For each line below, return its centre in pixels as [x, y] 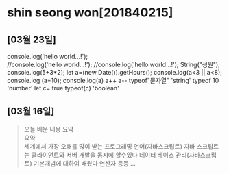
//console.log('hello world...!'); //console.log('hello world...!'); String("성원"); [114, 64]
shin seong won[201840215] [90, 13]
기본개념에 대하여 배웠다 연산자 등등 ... [84, 163]
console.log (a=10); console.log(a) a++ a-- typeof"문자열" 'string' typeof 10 [113, 80]
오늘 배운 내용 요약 [49, 129]
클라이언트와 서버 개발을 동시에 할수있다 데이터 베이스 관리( [110, 155]
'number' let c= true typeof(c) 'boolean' [63, 88]
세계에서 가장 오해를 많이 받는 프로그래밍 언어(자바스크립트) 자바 [109, 146]
